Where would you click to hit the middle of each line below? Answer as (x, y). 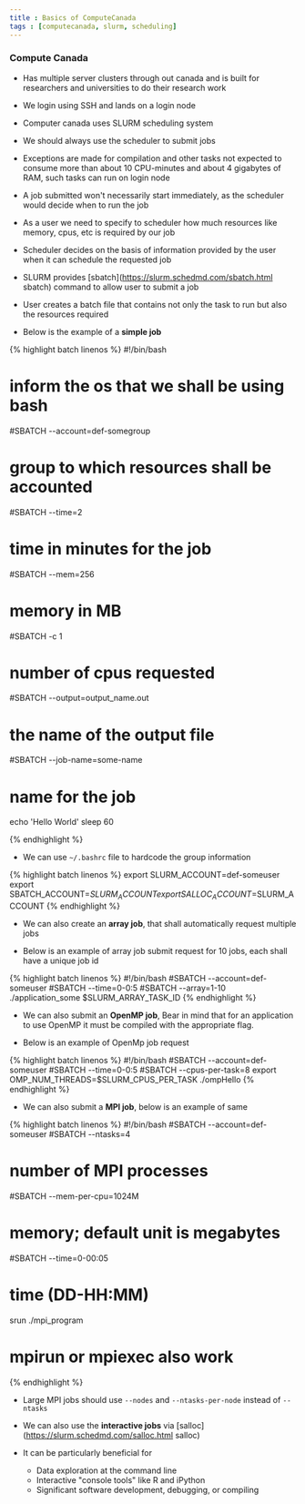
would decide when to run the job (86, 205)
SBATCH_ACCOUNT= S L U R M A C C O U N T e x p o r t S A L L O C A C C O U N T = (133, 895)
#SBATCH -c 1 (36, 636)
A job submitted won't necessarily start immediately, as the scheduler (153, 195)
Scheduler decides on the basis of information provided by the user (149, 249)
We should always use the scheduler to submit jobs (119, 140)
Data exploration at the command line (107, 1470)
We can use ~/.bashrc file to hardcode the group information (137, 858)
